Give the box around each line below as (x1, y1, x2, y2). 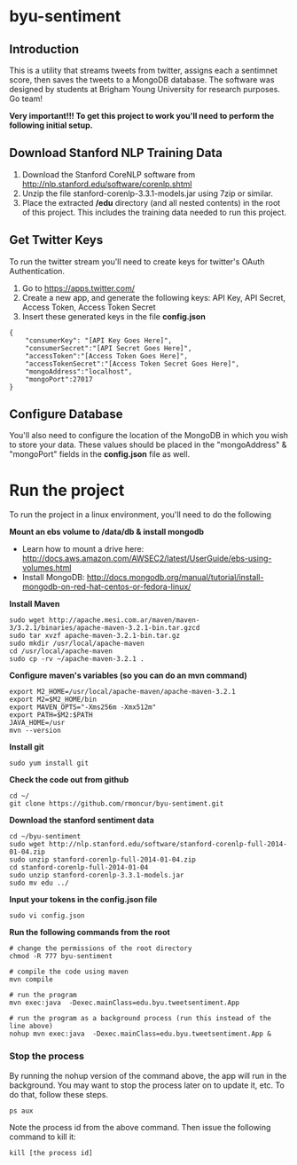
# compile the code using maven (9, 967, 129, 977)
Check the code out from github (9, 775, 129, 785)
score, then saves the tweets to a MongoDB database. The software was (9, 75, 275, 85)
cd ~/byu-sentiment (9, 832, 82, 841)
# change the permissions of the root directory (9, 944, 192, 953)
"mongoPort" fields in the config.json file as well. (9, 449, 191, 460)
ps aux (9, 1106, 34, 1115)
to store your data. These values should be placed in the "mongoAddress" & (9, 439, 287, 450)
